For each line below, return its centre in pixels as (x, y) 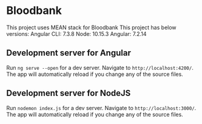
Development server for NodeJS (69, 93)
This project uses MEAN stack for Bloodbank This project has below (92, 27)
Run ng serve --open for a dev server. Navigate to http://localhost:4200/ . (100, 67)
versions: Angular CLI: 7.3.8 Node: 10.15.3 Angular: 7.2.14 (76, 33)
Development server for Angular (69, 53)
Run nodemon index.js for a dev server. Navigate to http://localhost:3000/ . (101, 108)
